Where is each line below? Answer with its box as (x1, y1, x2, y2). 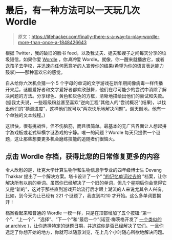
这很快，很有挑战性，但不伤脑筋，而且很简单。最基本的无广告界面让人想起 (5, 123, 162, 129)
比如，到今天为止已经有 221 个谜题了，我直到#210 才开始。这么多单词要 (5, 192, 157, 198)
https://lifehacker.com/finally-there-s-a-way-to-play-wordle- (31, 33, 160, 39)
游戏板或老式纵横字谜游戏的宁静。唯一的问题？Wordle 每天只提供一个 (9, 129, 156, 135)
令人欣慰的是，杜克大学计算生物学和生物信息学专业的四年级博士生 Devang (5, 167, 162, 173)
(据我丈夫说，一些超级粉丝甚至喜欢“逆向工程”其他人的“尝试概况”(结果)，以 (5, 99, 162, 105)
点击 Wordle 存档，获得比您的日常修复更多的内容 (5, 152, 160, 161)
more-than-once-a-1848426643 (17, 39, 87, 45)
